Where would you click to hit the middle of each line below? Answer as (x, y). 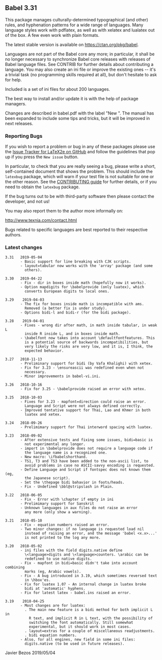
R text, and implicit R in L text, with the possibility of (91, 618)
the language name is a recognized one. (66, 453)
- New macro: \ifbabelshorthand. (54, 457)
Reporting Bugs (24, 136)
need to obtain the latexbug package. (42, 187)
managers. (16, 103)
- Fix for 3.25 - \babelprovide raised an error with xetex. (83, 389)
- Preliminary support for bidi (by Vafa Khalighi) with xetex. (86, 363)
